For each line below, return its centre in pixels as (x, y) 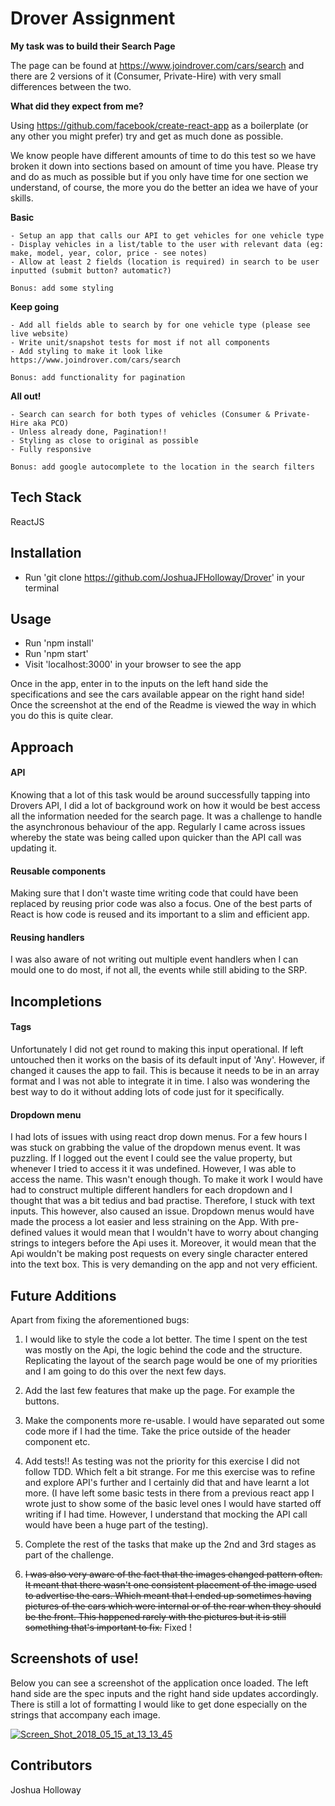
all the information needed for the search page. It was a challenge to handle (166, 816)
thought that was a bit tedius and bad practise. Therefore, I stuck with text (163, 1201)
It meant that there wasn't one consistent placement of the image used (170, 1584)
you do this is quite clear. (62, 716)
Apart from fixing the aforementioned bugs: (100, 1319)
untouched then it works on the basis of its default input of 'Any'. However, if (168, 1059)
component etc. (57, 1441)
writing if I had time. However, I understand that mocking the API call (166, 1514)
